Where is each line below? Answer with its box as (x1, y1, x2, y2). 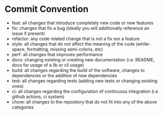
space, (11, 46, 26, 52)
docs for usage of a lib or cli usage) (11, 62, 84, 68)
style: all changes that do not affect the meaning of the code (11, 41, 135, 47)
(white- (136, 41, 151, 47)
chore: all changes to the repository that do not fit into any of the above (11, 99, 157, 105)
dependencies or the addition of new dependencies (11, 72, 117, 78)
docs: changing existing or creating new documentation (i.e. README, (11, 57, 155, 62)
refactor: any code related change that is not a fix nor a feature (11, 36, 140, 42)
